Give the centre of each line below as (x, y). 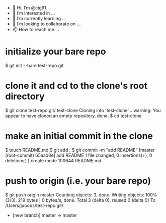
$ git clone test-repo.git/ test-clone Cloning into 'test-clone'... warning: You (83, 110)
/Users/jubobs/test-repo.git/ (34, 205)
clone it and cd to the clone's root (76, 86)
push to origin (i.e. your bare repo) (78, 181)
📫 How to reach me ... (36, 29)
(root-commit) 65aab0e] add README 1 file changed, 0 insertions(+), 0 (79, 155)
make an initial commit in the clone (79, 136)
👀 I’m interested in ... (34, 13)
